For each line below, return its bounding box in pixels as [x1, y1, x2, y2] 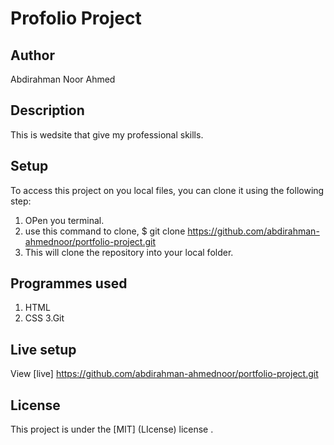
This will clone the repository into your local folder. [24, 246, 234, 258]
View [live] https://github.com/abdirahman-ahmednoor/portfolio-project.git [10, 368, 319, 380]
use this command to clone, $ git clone [24, 225, 186, 237]
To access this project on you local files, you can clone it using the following [10, 184, 325, 196]
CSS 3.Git [24, 312, 65, 324]
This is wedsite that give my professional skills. [10, 128, 204, 141]
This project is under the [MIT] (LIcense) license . [10, 423, 214, 436]
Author [10, 47, 55, 64]
